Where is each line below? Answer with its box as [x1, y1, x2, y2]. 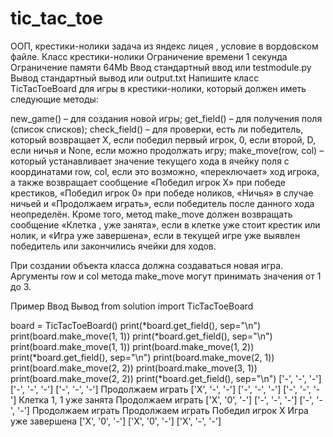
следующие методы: [10, 93, 99, 105]
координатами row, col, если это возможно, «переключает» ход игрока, [10, 165, 320, 177]
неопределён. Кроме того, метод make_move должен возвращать [10, 208, 293, 220]
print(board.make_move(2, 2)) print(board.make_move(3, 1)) [10, 362, 258, 374]
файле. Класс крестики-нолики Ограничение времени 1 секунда [10, 50, 288, 62]
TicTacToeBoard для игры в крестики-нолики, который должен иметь [10, 82, 307, 94]
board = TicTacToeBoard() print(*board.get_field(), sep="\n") [10, 319, 262, 331]
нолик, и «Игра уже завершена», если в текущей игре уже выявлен [10, 229, 301, 241]
